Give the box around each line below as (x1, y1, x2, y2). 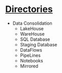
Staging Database (20, 41, 57, 47)
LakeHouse (20, 25, 44, 31)
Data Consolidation (12, 20, 52, 26)
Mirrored (20, 63, 39, 69)
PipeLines (20, 52, 41, 58)
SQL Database (20, 36, 50, 42)
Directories (5, 4, 53, 15)
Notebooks (20, 57, 43, 63)
